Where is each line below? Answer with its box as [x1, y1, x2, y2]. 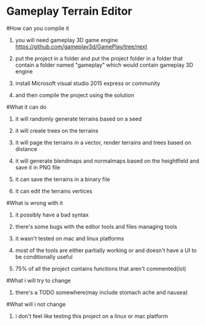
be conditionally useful [15, 253, 73, 261]
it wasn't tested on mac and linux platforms [15, 234, 124, 242]
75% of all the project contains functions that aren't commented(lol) [15, 265, 187, 272]
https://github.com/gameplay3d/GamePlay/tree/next [15, 43, 147, 50]
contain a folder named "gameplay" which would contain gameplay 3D [15, 61, 194, 69]
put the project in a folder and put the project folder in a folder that [15, 54, 183, 62]
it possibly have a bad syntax [15, 211, 89, 218]
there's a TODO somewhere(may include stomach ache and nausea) [15, 289, 188, 296]
